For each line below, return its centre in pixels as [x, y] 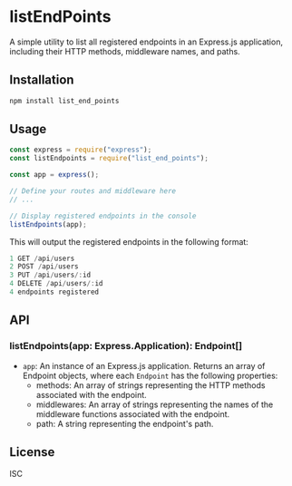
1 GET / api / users [42, 258]
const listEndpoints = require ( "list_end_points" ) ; [109, 159]
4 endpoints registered [54, 292]
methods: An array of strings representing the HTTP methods [151, 385]
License [32, 452]
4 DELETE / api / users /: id [56, 284]
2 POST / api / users [44, 267]
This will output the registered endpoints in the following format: [129, 241]
